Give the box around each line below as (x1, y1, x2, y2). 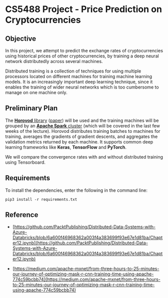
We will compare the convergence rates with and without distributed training (5, 154, 163, 160)
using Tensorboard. (5, 159, 46, 165)
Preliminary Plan (5, 104, 58, 113)
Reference (5, 210, 39, 219)
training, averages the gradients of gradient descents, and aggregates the (5, 133, 158, 139)
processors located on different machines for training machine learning (5, 73, 152, 79)
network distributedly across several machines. (5, 58, 103, 64)
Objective (5, 34, 37, 43)
